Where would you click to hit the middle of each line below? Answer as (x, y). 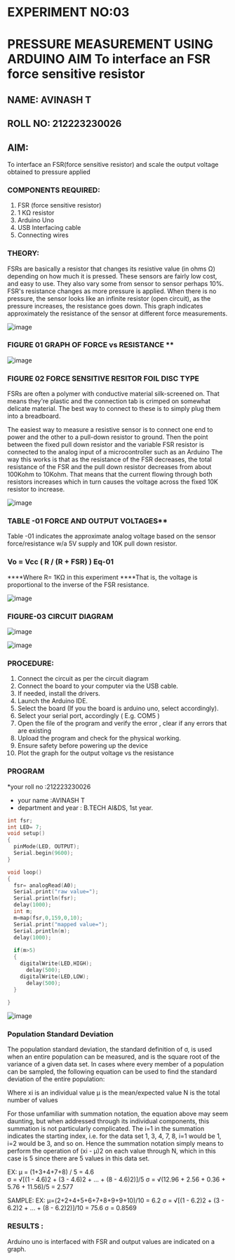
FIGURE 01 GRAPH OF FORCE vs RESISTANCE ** (90, 345)
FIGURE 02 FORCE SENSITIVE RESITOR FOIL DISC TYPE (103, 378)
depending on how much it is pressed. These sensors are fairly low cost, (112, 276)
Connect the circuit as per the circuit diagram (83, 679)
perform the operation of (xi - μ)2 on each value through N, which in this (112, 1151)
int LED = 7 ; (25, 827)
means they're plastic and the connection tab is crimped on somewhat (109, 401)
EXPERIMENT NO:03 (68, 12)
